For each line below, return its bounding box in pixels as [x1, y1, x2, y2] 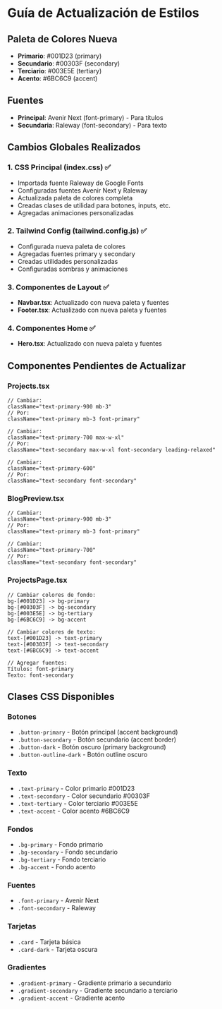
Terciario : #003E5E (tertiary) [17, 67, 102, 75]
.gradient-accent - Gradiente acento [17, 993, 125, 1002]
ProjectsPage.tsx [7, 575, 68, 585]
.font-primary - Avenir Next [17, 896, 99, 905]
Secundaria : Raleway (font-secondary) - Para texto [17, 121, 168, 129]
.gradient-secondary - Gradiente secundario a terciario [17, 986, 178, 994]
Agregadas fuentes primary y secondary [17, 249, 135, 258]
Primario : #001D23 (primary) [17, 52, 102, 60]
